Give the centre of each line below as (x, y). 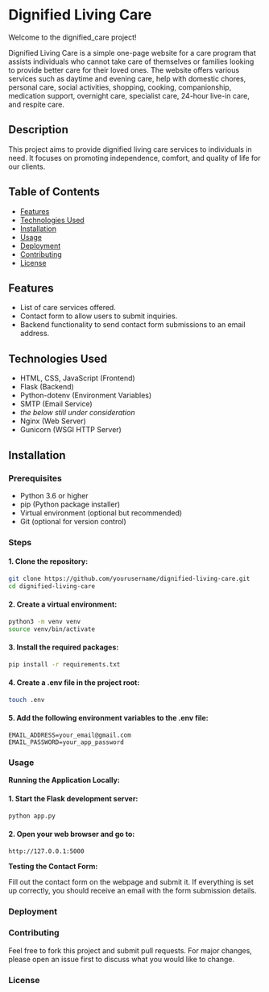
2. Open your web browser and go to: (72, 834)
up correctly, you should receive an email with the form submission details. (132, 890)
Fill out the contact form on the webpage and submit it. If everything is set (131, 881)
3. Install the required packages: (64, 647)
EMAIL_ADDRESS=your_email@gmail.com (70, 736)
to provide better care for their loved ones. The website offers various (124, 69)
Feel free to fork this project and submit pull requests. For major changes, (130, 950)
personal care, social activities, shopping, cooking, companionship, (120, 87)
